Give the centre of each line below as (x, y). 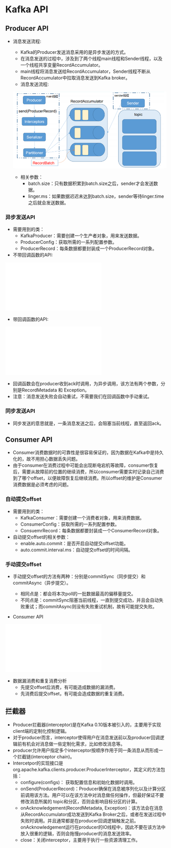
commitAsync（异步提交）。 (42, 583)
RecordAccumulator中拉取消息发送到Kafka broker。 (75, 78)
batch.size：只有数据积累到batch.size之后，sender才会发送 (91, 183)
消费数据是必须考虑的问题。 (42, 485)
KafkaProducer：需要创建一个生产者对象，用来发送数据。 (81, 236)
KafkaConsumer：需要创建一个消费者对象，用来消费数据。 (82, 518)
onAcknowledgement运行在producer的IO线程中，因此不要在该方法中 (93, 827)
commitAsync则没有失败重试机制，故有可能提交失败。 (100, 606)
